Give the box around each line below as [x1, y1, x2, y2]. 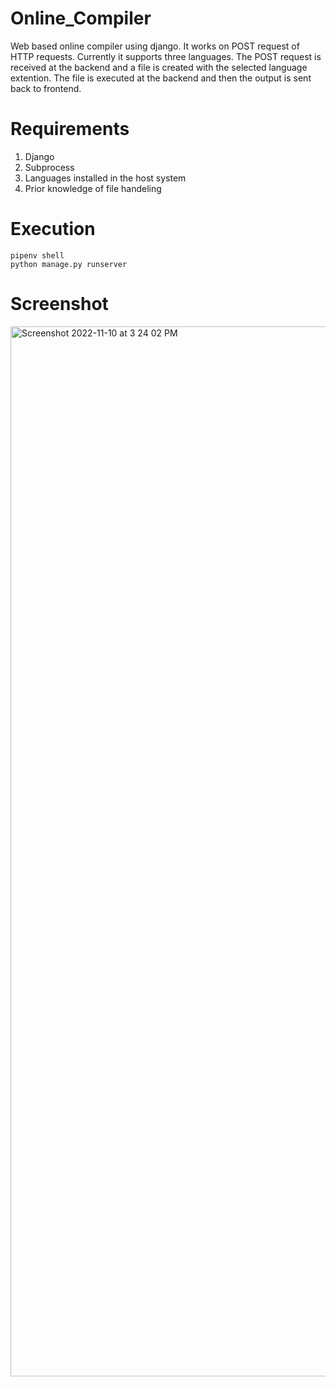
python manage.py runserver [10, 259, 128, 269]
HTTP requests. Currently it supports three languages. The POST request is [10, 50, 322, 62]
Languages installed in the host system [24, 172, 187, 184]
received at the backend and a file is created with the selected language [10, 61, 308, 73]
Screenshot [10, 293, 109, 315]
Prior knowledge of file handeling [24, 182, 162, 194]
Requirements [10, 118, 130, 141]
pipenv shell [10, 250, 65, 261]
